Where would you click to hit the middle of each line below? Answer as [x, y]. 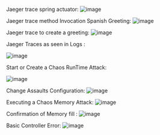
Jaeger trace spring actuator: [43, 9]
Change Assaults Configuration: [46, 91]
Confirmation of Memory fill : [42, 114]
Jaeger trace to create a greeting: [48, 32]
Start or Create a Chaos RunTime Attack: [57, 67]
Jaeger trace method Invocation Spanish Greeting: [69, 21]
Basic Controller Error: [34, 125]
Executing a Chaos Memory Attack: [50, 102]
